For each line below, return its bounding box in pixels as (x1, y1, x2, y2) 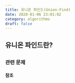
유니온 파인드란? (5, 41, 53, 49)
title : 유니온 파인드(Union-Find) (5, 7, 71, 12)
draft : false (5, 21, 32, 26)
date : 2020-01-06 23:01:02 (5, 12, 61, 17)
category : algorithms (5, 16, 50, 21)
